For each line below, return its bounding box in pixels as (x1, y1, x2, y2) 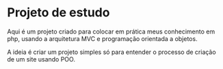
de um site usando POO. (7, 55, 75, 63)
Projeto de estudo (7, 5, 110, 20)
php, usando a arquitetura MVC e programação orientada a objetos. (7, 34, 198, 42)
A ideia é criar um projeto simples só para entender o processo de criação (7, 48, 217, 56)
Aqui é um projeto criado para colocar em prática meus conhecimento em (7, 27, 215, 36)
